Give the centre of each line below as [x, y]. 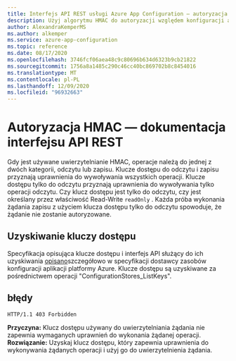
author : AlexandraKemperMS [47, 27]
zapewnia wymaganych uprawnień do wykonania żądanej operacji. [104, 335]
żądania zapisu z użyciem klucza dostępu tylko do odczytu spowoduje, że [115, 207]
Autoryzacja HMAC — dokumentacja [117, 127]
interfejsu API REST [65, 142]
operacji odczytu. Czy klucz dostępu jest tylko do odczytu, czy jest [104, 192]
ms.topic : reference [38, 47]
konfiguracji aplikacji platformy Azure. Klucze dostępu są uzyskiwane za [112, 268]
